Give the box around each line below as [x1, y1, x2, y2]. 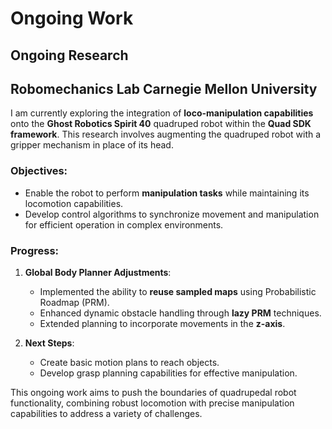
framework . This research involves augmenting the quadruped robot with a [10, 128, 322, 141]
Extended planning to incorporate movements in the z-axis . [39, 317, 286, 329]
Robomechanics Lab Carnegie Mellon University [10, 80, 318, 97]
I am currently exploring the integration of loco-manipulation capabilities [10, 107, 314, 119]
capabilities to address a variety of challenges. [10, 407, 203, 419]
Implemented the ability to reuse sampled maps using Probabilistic [39, 285, 317, 297]
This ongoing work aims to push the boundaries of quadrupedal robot [10, 386, 297, 398]
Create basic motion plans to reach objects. [39, 356, 220, 368]
